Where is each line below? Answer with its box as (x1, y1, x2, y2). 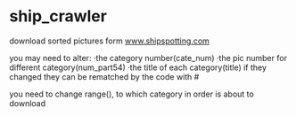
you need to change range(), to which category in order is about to (9, 89, 254, 99)
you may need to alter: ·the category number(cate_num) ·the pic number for (9, 52, 288, 63)
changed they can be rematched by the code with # (9, 71, 200, 81)
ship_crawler (9, 6, 107, 27)
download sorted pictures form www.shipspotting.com (9, 35, 210, 46)
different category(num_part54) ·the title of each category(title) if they (9, 62, 267, 73)
